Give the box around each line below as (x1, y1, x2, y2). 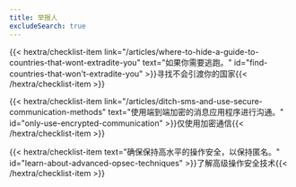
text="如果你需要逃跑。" (142, 57, 232, 67)
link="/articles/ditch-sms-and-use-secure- (104, 95, 263, 106)
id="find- (233, 57, 268, 67)
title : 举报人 (9, 13, 58, 22)
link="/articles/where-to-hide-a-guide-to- (104, 46, 259, 57)
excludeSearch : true (9, 22, 87, 31)
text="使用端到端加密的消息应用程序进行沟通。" (108, 106, 284, 117)
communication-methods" (9, 106, 107, 117)
